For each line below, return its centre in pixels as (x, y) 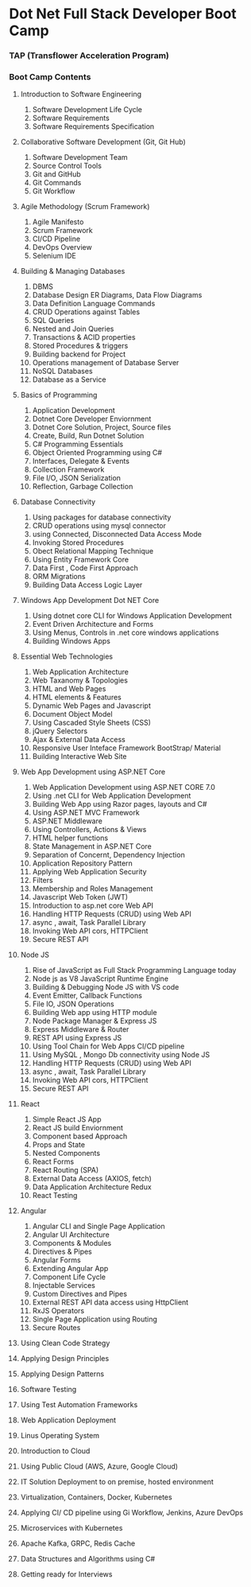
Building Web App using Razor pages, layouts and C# (120, 804)
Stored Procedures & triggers (80, 346)
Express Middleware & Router (81, 1029)
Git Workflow (54, 191)
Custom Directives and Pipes (80, 1294)
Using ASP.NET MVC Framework (86, 813)
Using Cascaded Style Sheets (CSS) (92, 723)
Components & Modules (72, 1243)
